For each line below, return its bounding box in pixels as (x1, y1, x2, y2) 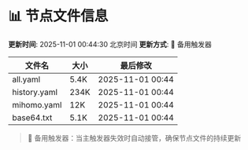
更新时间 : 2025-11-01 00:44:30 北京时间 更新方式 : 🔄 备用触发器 (8, 39, 213, 49)
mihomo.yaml (12, 99, 62, 110)
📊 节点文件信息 (8, 7, 109, 25)
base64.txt (12, 112, 53, 123)
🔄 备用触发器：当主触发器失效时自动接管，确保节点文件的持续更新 (27, 133, 242, 142)
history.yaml (12, 86, 57, 97)
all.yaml (12, 74, 41, 85)
